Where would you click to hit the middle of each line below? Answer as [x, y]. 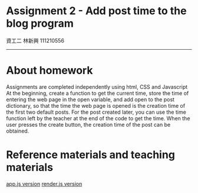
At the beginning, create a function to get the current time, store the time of [98, 93]
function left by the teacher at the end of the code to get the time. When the [98, 118]
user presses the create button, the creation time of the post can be [88, 124]
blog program [40, 23]
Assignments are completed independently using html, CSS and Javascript [97, 86]
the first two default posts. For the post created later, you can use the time [96, 112]
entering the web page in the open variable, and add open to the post [90, 99]
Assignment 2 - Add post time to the [96, 11]
